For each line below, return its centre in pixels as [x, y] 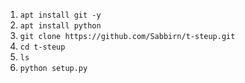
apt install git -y [60, 15]
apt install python [60, 26]
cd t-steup [42, 47]
